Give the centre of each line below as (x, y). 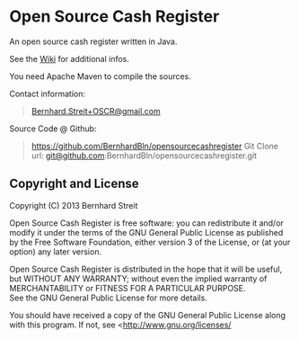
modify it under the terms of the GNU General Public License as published (146, 232)
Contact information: (48, 94)
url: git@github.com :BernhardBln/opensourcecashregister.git (144, 156)
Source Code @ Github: (53, 129)
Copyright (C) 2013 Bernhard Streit (74, 205)
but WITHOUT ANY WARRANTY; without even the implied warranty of (138, 278)
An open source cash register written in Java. (93, 41)
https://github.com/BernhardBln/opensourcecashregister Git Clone (154, 146)
